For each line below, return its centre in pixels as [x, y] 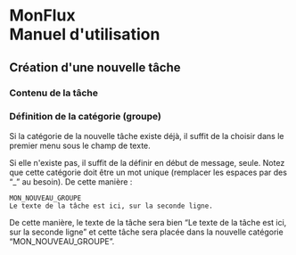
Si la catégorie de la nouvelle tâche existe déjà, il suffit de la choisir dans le [147, 136]
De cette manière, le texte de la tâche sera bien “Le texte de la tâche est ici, [148, 222]
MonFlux [42, 16]
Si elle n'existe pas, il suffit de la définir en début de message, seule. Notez [147, 162]
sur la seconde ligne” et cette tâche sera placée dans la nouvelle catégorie [146, 232]
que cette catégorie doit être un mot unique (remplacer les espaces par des [148, 172]
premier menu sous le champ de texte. [80, 145]
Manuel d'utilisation [85, 34]
